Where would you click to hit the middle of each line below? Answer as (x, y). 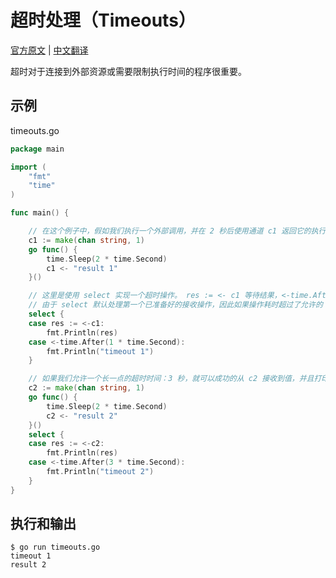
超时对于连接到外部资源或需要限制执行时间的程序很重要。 (128, 71)
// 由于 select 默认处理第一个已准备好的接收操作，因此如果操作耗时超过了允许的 (175, 305)
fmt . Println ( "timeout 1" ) (100, 351)
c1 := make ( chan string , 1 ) (86, 240)
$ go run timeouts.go (55, 547)
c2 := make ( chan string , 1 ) (86, 388)
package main (37, 149)
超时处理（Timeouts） (103, 20)
